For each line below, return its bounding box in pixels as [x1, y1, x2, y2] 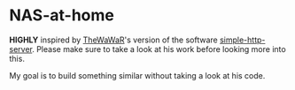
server [9, 43, 33, 54]
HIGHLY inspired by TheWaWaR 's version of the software [9, 34, 219, 45]
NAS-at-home [9, 5, 115, 26]
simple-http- [220, 34, 266, 45]
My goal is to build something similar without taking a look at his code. [9, 70, 266, 80]
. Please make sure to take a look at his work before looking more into [32, 43, 286, 54]
